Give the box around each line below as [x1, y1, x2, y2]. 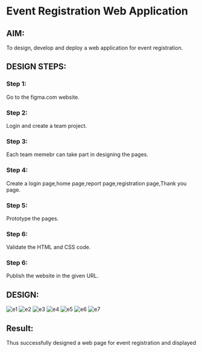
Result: [6, 323, 34, 333]
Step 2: [6, 108, 28, 117]
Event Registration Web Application [6, 4, 189, 18]
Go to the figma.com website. [6, 93, 80, 101]
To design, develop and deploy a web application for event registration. [6, 44, 183, 51]
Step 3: [6, 137, 28, 145]
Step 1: [6, 80, 27, 88]
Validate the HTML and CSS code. [6, 244, 91, 251]
